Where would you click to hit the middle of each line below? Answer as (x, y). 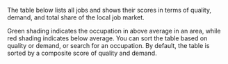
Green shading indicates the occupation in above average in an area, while (114, 31)
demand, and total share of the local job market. (76, 17)
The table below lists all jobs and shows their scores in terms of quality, (109, 10)
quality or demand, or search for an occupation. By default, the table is (108, 46)
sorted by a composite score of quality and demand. (82, 53)
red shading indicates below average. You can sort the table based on (107, 38)
